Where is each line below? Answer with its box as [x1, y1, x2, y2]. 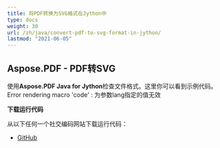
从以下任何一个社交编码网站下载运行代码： [7, 119, 128, 127]
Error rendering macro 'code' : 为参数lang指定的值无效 [7, 90, 161, 99]
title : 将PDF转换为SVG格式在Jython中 [7, 10, 107, 17]
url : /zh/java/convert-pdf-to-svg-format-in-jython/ [7, 29, 162, 36]
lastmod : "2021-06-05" [7, 36, 72, 42]
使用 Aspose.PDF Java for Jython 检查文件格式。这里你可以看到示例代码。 [7, 82, 217, 90]
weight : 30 [7, 23, 38, 29]
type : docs [7, 16, 38, 23]
